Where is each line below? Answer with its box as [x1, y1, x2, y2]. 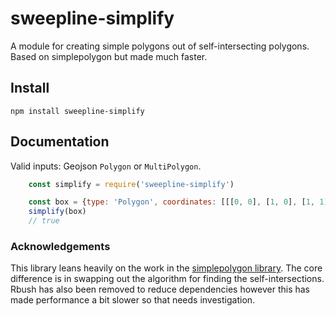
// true [28, 216, 60, 226]
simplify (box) [28, 207, 87, 217]
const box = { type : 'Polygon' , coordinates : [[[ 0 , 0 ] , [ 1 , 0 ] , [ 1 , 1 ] [28, 197, 329, 207]
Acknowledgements [10, 239, 111, 253]
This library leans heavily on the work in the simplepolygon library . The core [10, 262, 323, 274]
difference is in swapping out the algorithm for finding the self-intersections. [10, 273, 325, 285]
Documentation [10, 133, 110, 151]
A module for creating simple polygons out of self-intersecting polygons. [10, 40, 310, 52]
